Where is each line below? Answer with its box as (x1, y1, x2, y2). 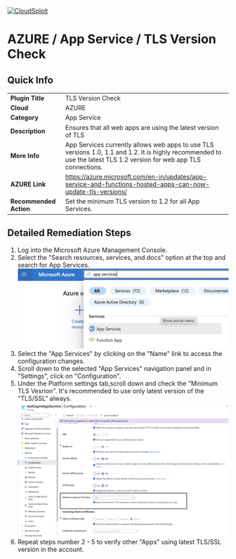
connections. (65, 162, 103, 171)
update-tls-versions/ (65, 188, 128, 196)
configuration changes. (17, 357, 86, 365)
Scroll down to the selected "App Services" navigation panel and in (17, 364, 212, 372)
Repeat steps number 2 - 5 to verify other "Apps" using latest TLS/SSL (17, 538, 222, 546)
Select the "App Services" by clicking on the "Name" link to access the (17, 349, 223, 357)
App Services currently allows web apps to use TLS (65, 140, 214, 149)
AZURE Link (10, 180, 46, 188)
